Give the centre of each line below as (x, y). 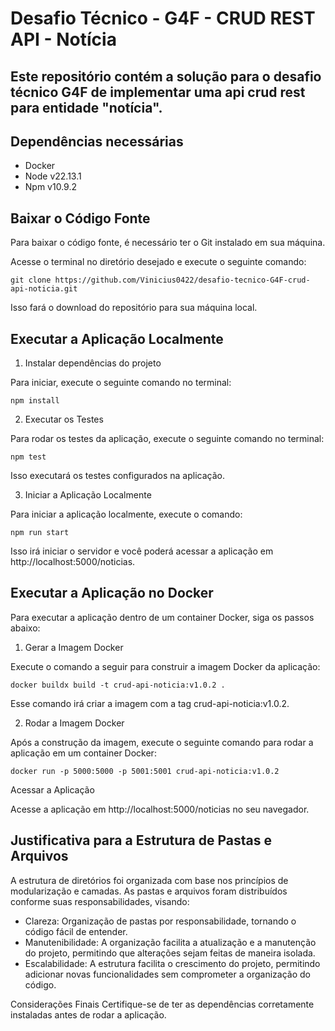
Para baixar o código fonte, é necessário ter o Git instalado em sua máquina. (168, 243)
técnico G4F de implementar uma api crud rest (158, 92)
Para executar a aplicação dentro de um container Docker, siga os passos (162, 617)
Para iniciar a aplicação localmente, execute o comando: (126, 514)
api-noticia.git (44, 289)
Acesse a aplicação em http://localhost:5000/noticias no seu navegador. (160, 809)
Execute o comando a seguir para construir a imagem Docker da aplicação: (165, 666)
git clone (31, 280)
